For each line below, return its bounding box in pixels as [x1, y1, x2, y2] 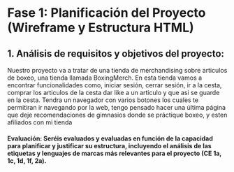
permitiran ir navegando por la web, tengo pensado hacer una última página [7, 103, 226, 111]
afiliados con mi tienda [7, 118, 73, 127]
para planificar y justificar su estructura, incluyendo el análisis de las [7, 141, 212, 150]
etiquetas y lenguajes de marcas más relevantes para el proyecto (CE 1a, [7, 149, 222, 157]
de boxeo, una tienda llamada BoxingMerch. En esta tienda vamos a [7, 73, 203, 82]
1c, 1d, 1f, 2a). [7, 156, 47, 165]
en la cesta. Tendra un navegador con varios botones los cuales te [7, 96, 199, 104]
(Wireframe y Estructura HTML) [7, 20, 194, 36]
